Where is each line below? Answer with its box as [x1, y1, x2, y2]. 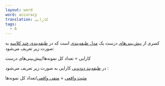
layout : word [5, 7, 33, 13]
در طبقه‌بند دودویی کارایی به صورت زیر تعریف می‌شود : [5, 65, 109, 71]
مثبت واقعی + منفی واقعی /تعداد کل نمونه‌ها [5, 75, 87, 81]
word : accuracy [5, 12, 37, 17]
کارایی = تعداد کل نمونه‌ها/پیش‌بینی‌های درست [5, 55, 91, 61]
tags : [5, 21, 17, 27]
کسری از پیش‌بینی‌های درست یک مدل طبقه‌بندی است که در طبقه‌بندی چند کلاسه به [5, 40, 160, 46]
